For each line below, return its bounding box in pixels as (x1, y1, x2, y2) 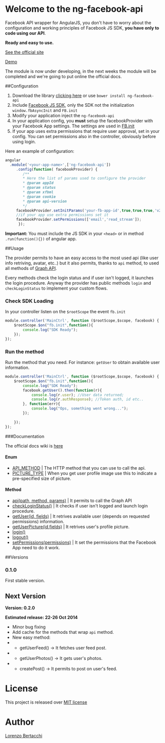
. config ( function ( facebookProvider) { (16, 167, 98, 172)
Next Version (5, 592, 46, 600)
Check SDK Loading (5, 297, 54, 304)
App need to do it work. (12, 544, 60, 550)
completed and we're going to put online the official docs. (5, 73, 122, 79)
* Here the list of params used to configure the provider (23, 176, 146, 181)
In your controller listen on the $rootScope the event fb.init (5, 309, 126, 315)
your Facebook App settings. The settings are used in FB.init (12, 123, 135, 129)
